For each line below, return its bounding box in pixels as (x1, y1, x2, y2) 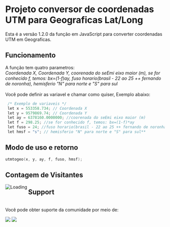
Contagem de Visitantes (5, 170, 83, 179)
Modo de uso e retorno (5, 143, 78, 152)
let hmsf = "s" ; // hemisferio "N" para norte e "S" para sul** (7, 129, 146, 134)
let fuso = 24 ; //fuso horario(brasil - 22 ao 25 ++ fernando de (7, 125, 148, 130)
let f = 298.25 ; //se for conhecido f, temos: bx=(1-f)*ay (7, 120, 135, 125)
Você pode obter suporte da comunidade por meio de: (5, 206, 119, 213)
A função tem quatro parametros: (5, 64, 75, 70)
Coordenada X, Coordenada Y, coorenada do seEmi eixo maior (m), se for (5, 70, 160, 76)
